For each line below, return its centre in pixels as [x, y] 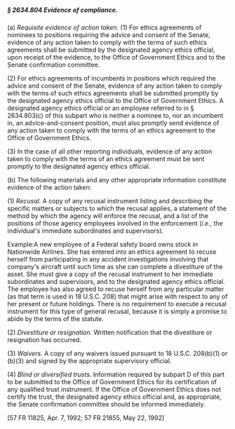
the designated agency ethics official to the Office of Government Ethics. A [115, 100]
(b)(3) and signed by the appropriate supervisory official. [89, 360]
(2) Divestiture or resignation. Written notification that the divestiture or [110, 332]
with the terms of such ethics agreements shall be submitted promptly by [113, 93]
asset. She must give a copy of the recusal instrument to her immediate [110, 274]
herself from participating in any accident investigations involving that [108, 259]
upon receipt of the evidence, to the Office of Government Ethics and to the [116, 57]
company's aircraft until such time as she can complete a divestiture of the [115, 266]
